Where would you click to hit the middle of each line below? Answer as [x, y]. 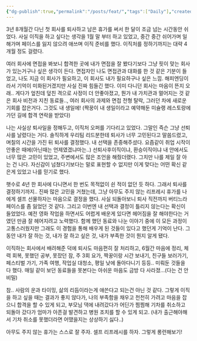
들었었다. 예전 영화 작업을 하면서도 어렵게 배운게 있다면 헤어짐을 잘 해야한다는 [94, 213]
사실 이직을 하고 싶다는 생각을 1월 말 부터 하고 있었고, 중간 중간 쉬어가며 [100, 36]
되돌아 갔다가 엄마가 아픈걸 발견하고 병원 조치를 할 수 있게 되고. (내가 [84, 312]
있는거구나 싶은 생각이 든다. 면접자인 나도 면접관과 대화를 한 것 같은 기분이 [96, 71]
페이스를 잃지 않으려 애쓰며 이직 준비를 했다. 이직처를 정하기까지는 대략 [102, 44]
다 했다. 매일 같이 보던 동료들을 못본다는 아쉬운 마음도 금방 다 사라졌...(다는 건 [94, 270]
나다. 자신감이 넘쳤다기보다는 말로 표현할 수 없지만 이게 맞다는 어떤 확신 [100, 164]
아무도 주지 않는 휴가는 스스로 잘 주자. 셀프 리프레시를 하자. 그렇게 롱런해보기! [94, 332]
